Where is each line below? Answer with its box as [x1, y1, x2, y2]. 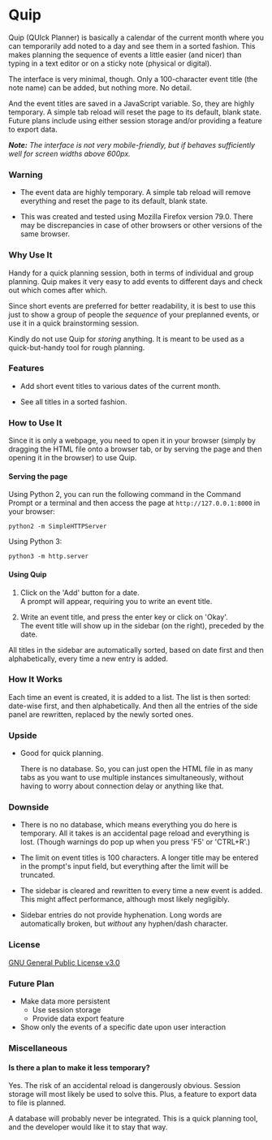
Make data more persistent [19, 996, 111, 1006]
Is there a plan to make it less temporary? [8, 1062, 150, 1073]
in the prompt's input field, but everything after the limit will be [19, 861, 229, 871]
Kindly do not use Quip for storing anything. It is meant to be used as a [8, 334, 245, 343]
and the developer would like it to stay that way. [8, 1122, 168, 1132]
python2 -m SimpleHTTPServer [8, 522, 107, 531]
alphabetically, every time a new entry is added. [8, 654, 169, 663]
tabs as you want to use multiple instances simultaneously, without [19, 773, 244, 783]
